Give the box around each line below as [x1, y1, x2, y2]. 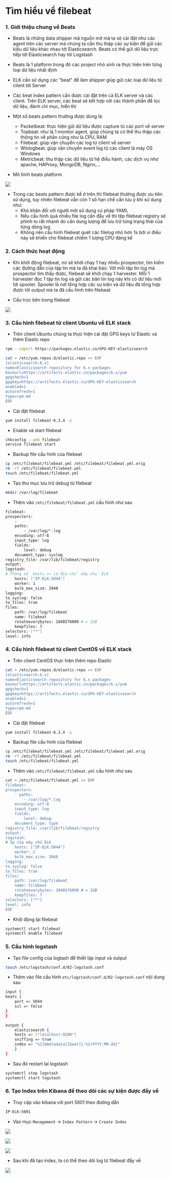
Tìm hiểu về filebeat [5, 5, 92, 17]
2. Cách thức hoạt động [5, 247, 65, 255]
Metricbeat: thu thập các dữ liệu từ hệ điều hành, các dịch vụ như [20, 156, 159, 162]
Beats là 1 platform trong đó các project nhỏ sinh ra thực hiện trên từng [12, 62, 162, 68]
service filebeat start [5, 442, 56, 447]
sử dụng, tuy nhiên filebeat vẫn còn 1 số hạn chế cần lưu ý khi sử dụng [12, 197, 162, 203]
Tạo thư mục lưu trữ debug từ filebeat [12, 480, 92, 486]
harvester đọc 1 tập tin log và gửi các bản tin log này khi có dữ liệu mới [12, 276, 162, 282]
